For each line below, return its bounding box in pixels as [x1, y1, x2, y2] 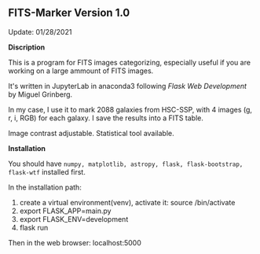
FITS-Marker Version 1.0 [8, 6, 130, 20]
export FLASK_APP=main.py [19, 206, 112, 215]
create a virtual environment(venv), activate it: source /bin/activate [19, 197, 236, 207]
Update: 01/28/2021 [8, 27, 72, 36]
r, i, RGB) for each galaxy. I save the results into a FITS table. [8, 113, 204, 123]
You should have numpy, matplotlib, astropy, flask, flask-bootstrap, [8, 159, 244, 168]
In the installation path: [8, 182, 82, 192]
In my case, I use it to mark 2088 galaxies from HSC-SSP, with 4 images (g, [8, 105, 253, 114]
